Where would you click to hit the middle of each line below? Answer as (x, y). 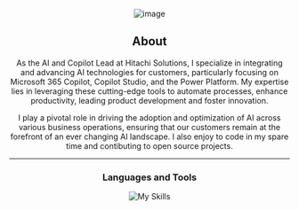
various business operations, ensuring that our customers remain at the (149, 127)
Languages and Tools (149, 177)
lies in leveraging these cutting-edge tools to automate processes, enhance (149, 91)
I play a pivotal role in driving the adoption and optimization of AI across (149, 117)
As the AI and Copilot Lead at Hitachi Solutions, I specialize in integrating (149, 63)
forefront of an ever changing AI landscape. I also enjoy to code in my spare (149, 136)
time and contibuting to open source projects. (149, 145)
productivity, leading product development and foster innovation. (149, 100)
